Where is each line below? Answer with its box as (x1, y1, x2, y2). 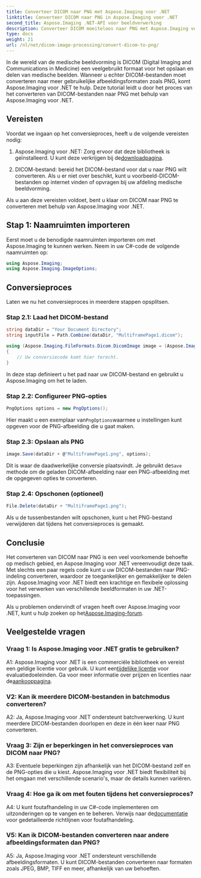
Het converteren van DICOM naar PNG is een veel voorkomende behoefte (6, 553, 188, 560)
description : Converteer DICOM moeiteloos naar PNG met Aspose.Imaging (6, 25, 188, 32)
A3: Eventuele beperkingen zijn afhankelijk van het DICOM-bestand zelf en (6, 762, 191, 769)
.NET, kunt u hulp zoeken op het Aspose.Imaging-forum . (6, 609, 144, 617)
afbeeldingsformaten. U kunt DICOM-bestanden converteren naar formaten (6, 858, 193, 865)
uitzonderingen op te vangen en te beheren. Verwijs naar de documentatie (6, 810, 188, 817)
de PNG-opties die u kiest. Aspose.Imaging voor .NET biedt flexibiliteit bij (6, 769, 187, 776)
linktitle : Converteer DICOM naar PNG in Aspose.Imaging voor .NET (6, 14, 178, 20)
